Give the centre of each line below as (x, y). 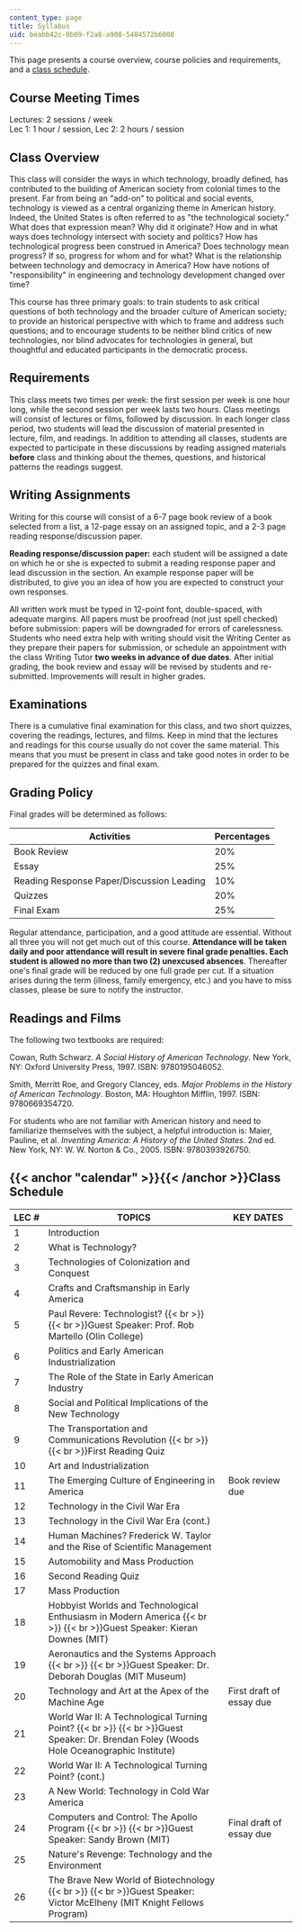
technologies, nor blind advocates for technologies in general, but (131, 340)
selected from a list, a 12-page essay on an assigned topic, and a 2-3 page (147, 526)
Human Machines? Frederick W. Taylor (130, 1535)
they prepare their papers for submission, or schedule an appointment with (148, 647)
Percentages (242, 837)
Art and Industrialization (99, 1465)
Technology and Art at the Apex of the (129, 1691)
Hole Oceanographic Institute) (112, 1750)
